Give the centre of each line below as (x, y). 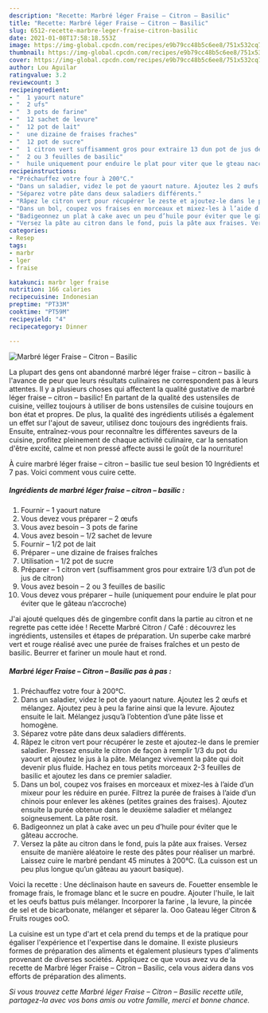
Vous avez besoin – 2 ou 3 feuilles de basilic (93, 586)
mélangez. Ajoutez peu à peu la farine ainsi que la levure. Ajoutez (128, 708)
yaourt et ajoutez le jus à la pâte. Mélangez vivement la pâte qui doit (132, 759)
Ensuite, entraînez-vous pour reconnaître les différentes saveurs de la (123, 431)
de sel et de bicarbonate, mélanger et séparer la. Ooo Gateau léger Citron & (133, 910)
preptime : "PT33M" (39, 305)
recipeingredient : (39, 90)
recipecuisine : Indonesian (54, 297)
